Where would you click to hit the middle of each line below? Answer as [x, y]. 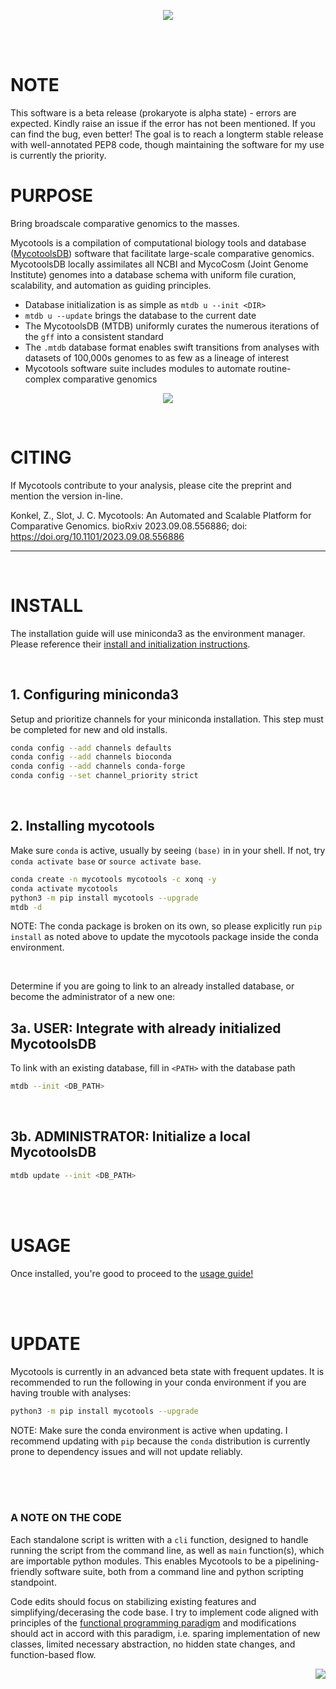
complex [42, 379]
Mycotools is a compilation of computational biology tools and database [158, 242]
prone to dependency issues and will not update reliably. [126, 1451]
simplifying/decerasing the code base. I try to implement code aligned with [164, 1612]
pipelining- [297, 1561]
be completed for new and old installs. [89, 729]
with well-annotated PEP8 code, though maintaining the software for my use [167, 144]
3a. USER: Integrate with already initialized [146, 1028]
